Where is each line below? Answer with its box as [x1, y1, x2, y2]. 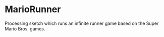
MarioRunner [5, 4, 61, 15]
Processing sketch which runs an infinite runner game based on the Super [5, 20, 159, 26]
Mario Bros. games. [5, 25, 45, 31]
